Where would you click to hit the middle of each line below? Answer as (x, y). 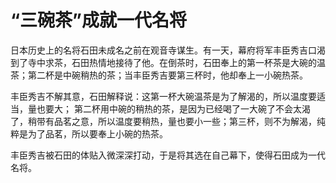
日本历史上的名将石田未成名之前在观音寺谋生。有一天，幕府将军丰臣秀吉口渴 (168, 50)
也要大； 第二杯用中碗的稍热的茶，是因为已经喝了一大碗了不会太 (169, 108)
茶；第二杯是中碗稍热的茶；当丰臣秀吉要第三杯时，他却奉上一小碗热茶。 (159, 75)
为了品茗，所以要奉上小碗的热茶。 (97, 133)
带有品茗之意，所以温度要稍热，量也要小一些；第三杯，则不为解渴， (176, 121)
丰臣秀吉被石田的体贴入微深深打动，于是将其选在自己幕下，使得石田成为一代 (168, 155)
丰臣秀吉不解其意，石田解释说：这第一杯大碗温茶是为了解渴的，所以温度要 (163, 96)
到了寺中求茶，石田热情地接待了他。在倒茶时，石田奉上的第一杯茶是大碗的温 (168, 62)
